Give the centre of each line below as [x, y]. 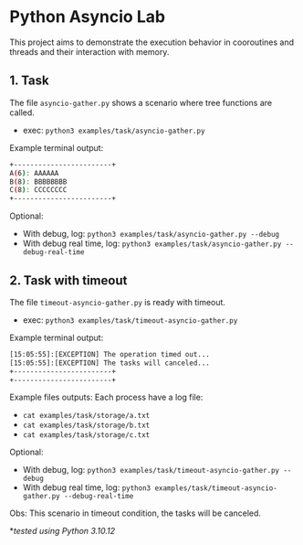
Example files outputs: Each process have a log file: [106, 397]
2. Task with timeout [68, 280]
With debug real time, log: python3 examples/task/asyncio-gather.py [152, 243]
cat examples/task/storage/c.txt [86, 435]
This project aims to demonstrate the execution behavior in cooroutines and [152, 42]
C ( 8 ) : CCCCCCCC [38, 190]
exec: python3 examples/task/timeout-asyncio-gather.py [130, 320]
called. [22, 112]
